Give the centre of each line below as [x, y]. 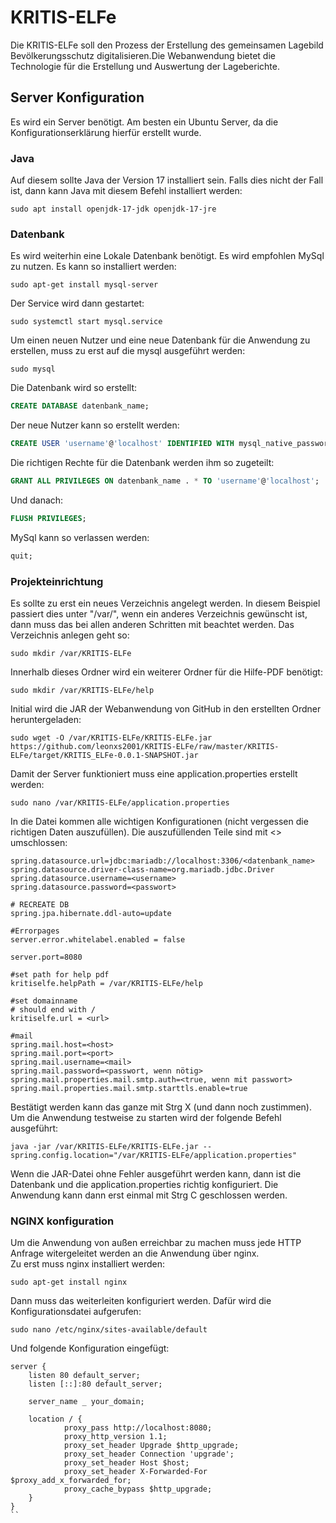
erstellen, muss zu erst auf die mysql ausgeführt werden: [128, 351]
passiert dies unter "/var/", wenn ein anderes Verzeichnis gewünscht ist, [159, 614]
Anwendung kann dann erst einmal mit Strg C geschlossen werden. [149, 1195]
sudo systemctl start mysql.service [86, 322]
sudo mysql [33, 369]
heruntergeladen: [46, 720]
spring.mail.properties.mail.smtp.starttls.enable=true [129, 1089]
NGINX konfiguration [62, 1221]
